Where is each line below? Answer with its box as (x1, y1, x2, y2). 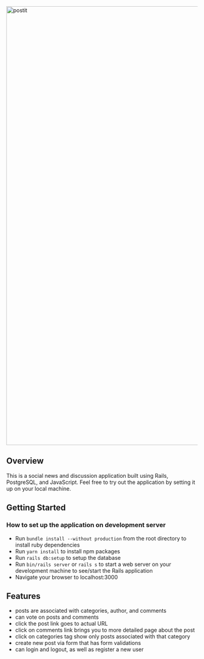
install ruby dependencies (15, 541, 80, 548)
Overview (6, 456, 44, 466)
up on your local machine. (6, 485, 72, 492)
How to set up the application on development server (6, 521, 166, 530)
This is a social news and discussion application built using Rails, (6, 472, 169, 479)
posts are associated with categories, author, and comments (15, 607, 167, 615)
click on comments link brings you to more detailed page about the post (15, 626, 195, 634)
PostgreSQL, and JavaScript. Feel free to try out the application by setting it (6, 478, 195, 486)
